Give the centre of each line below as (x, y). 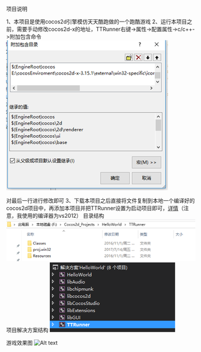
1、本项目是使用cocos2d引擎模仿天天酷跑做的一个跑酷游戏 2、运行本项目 (97, 22)
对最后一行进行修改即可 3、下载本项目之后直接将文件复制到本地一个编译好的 (100, 201)
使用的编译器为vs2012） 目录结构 (63, 216)
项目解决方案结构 (27, 330)
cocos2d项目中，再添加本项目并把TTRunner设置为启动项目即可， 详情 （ (95, 208)
